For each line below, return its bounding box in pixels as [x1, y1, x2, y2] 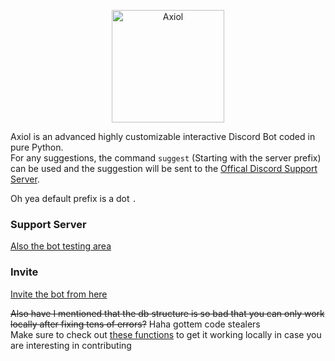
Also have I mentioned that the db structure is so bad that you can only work [10, 307, 325, 319]
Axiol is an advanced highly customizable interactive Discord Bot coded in [10, 131, 316, 142]
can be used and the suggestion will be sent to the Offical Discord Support [10, 163, 318, 174]
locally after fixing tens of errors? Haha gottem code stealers [10, 318, 261, 330]
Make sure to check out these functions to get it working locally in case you [10, 328, 322, 340]
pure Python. [10, 141, 64, 153]
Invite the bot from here [10, 288, 108, 300]
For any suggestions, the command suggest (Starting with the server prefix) [10, 152, 322, 164]
